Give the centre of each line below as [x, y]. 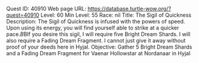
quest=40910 [23, 15]
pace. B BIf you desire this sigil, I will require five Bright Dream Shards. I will [98, 34]
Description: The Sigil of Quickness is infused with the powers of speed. [96, 21]
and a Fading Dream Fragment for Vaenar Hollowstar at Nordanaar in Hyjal [98, 53]
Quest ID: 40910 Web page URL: [46, 9]
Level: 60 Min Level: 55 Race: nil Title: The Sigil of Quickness [116, 15]
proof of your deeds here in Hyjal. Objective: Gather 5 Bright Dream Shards [99, 47]
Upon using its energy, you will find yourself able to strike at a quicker [93, 28]
